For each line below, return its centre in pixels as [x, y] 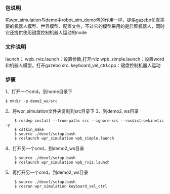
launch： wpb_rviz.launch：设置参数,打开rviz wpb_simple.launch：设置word [85, 59]
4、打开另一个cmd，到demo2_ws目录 [45, 148]
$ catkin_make [29, 129]
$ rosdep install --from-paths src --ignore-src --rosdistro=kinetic [89, 120]
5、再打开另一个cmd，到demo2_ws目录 [47, 172]
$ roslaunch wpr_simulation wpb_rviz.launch [62, 162]
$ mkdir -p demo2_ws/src [31, 101]
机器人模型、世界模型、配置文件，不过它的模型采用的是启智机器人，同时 [89, 26]
